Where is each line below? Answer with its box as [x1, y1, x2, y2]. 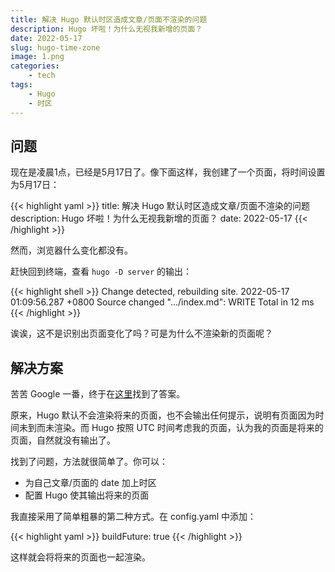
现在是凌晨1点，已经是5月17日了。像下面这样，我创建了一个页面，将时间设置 [10, 166, 326, 178]
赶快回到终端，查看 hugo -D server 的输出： [10, 266, 193, 278]
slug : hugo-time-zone [10, 42, 101, 53]
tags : [10, 80, 33, 90]
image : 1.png [10, 52, 65, 62]
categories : [10, 61, 60, 71]
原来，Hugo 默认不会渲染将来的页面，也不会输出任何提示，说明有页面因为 [10, 409, 316, 421]
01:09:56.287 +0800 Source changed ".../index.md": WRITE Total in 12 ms [10, 296, 315, 308]
